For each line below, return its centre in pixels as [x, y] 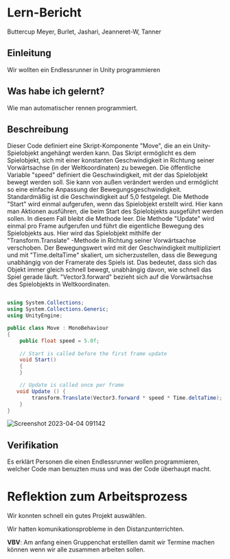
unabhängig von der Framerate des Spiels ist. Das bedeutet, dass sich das [112, 263]
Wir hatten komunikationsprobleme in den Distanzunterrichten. [96, 529]
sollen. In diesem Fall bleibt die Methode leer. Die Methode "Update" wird [111, 219]
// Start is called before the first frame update [93, 354]
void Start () [38, 360]
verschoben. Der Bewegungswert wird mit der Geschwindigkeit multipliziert [114, 248]
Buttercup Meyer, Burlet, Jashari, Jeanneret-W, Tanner [84, 32]
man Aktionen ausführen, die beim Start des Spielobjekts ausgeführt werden [115, 211]
